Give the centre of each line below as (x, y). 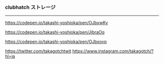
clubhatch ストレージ (31, 7)
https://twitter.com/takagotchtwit (38, 51)
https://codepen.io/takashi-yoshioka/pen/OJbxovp (56, 42)
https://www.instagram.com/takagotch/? (113, 51)
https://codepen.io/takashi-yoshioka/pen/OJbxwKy (57, 23)
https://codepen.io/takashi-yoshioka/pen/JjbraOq (55, 32)
